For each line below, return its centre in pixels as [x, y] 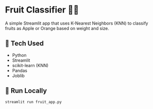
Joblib [18, 75]
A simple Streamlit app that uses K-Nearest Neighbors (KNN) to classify [76, 23]
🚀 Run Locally [26, 91]
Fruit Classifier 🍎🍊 [42, 10]
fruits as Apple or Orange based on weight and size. [57, 28]
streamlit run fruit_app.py [34, 102]
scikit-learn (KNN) [30, 65]
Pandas [20, 70]
